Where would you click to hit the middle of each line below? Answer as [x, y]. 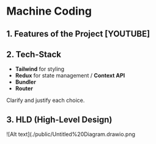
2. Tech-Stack [34, 54]
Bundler [26, 82]
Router [24, 88]
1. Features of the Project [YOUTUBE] [78, 34]
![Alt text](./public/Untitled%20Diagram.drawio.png [71, 134]
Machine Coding [49, 11]
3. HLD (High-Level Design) [59, 119]
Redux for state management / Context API [70, 76]
